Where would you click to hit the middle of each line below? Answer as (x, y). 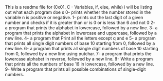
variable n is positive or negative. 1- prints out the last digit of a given (74, 17)
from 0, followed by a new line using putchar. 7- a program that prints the (78, 54)
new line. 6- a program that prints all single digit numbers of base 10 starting (81, 49)
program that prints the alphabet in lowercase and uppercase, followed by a (81, 33)
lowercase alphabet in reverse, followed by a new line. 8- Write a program (79, 59)
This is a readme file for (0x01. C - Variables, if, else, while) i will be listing (79, 7)
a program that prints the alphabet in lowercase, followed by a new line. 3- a (81, 28)
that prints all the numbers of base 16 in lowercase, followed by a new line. (80, 64)
